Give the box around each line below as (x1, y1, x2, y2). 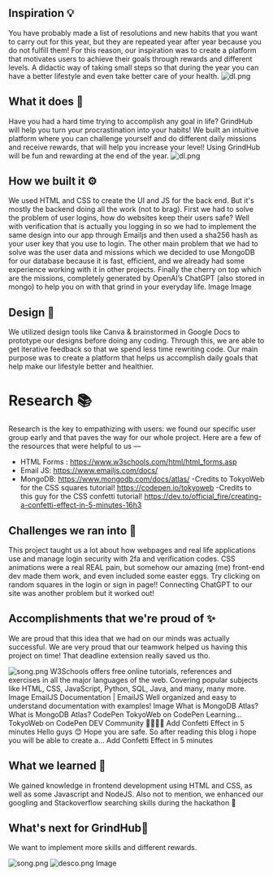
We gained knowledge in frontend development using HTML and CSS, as (8, 780, 253, 790)
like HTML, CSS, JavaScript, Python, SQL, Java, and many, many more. (8, 684, 246, 693)
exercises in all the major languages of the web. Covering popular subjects (8, 675, 258, 684)
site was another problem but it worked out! (8, 589, 154, 598)
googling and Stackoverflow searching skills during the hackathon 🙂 (8, 797, 236, 807)
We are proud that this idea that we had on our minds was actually (8, 633, 230, 643)
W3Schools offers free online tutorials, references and (50, 666, 232, 676)
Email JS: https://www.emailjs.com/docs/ (19, 466, 158, 476)
